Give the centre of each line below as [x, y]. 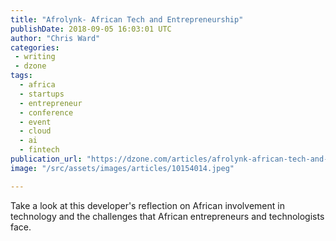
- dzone [30, 66]
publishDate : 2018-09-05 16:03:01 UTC [91, 29]
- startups [42, 94]
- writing [35, 57]
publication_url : [46, 159]
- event [35, 122]
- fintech [39, 150]
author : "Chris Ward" [55, 38]
